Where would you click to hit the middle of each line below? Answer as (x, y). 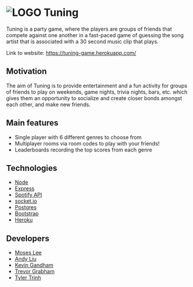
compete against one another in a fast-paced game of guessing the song (95, 35)
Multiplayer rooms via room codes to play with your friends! (87, 143)
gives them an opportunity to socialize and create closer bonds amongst (94, 98)
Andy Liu (25, 259)
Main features (32, 123)
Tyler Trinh (28, 278)
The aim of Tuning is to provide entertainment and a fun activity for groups (97, 85)
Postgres (26, 207)
